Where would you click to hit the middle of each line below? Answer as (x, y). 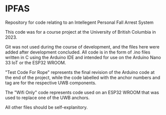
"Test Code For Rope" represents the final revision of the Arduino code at (80, 72)
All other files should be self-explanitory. (47, 107)
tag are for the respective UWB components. (51, 83)
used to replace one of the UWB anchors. (48, 98)
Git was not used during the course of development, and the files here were (82, 47)
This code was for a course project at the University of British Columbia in (81, 32)
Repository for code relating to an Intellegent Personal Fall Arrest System (79, 22)
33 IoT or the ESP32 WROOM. (36, 62)
